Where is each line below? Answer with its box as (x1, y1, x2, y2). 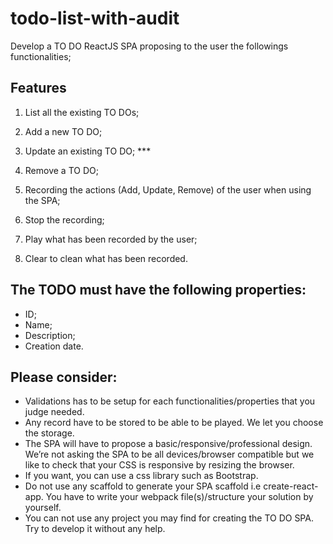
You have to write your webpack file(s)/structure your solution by (45, 491, 314, 503)
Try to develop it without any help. (24, 523, 166, 535)
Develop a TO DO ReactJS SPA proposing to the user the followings (10, 40, 289, 52)
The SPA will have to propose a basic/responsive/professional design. (24, 438, 313, 450)
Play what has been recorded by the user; (24, 233, 198, 245)
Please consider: (10, 368, 118, 386)
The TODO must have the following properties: (10, 282, 307, 299)
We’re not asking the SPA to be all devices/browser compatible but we (24, 448, 315, 461)
